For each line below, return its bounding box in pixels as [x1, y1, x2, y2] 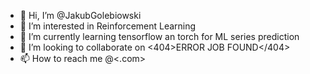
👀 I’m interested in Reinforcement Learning [19, 20, 197, 32]
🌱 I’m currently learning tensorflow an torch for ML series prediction [19, 31, 300, 42]
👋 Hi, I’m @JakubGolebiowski [19, 10, 142, 21]
